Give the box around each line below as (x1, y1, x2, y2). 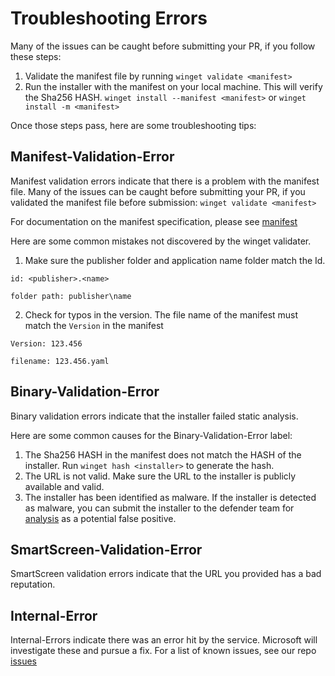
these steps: (10, 50, 62, 62)
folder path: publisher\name (10, 291, 132, 301)
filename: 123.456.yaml (10, 356, 110, 366)
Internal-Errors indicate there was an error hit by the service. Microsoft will (10, 634, 318, 646)
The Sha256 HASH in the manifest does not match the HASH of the (24, 448, 302, 461)
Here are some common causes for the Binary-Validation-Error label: (10, 429, 293, 441)
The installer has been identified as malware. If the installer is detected (24, 491, 317, 503)
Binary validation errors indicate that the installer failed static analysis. (10, 410, 299, 422)
